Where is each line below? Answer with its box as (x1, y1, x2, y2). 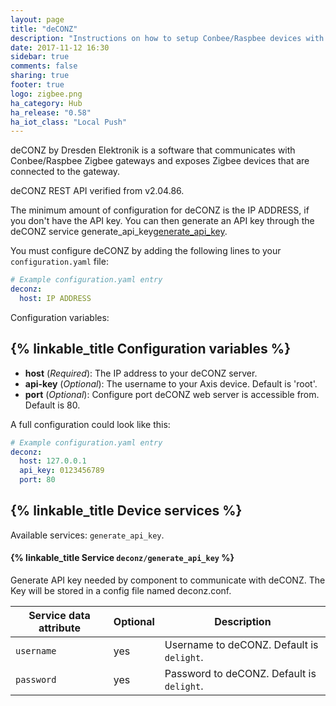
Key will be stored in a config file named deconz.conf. (10, 585, 232, 597)
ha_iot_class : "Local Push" (10, 117, 128, 127)
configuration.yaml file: (10, 256, 109, 268)
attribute (38, 621, 81, 635)
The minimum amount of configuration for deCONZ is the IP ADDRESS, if (10, 204, 310, 216)
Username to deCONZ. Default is (164, 638, 319, 652)
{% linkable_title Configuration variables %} (10, 341, 291, 358)
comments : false (10, 61, 78, 71)
